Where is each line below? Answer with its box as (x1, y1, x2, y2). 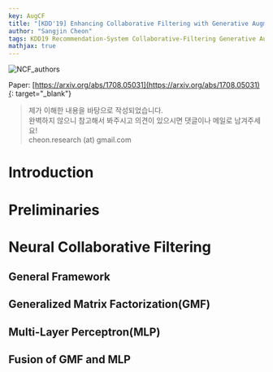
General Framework (8, 270, 111, 284)
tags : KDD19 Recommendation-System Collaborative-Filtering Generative (8, 34, 256, 43)
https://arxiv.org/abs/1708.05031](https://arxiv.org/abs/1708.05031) (34, 80, 260, 90)
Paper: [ (8, 80, 35, 90)
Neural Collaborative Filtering (8, 237, 211, 256)
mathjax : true (8, 42, 57, 50)
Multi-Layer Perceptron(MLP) (8, 325, 161, 339)
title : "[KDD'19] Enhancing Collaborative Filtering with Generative (8, 19, 249, 28)
